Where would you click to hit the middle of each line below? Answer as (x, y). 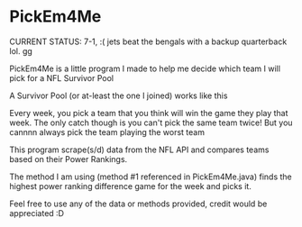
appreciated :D (37, 213)
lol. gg (21, 50)
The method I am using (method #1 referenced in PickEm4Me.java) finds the (151, 177)
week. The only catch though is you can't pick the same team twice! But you (151, 123)
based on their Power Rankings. (69, 159)
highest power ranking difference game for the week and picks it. (131, 186)
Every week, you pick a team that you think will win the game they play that (149, 113)
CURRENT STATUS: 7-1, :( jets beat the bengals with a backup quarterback (148, 41)
